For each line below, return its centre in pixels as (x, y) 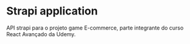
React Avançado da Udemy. (41, 34)
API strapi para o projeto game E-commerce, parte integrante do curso (95, 28)
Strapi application (52, 11)
